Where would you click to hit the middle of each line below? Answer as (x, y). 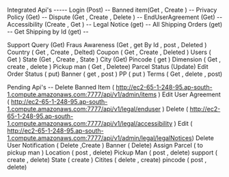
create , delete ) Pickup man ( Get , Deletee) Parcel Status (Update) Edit (108, 67)
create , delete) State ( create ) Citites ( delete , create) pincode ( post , (107, 160)
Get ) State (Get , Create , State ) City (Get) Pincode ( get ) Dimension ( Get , (114, 59)
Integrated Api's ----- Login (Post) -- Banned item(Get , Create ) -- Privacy (112, 10)
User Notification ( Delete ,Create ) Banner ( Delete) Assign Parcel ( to (105, 145)
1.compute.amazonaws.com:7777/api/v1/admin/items (82, 94)
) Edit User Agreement (189, 94)
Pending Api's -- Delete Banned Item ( (61, 87)
